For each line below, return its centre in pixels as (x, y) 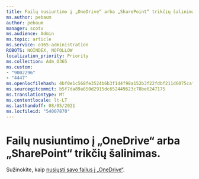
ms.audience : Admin (30, 34)
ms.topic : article (29, 39)
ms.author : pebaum (29, 17)
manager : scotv (25, 28)
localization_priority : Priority (47, 56)
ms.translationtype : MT (36, 95)
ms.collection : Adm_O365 (37, 61)
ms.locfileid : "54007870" (38, 111)
